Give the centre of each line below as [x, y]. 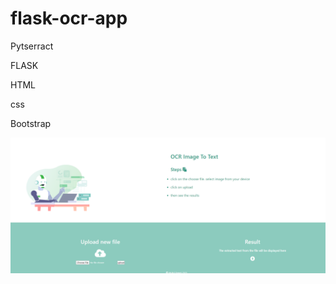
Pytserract [32, 46]
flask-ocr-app [69, 18]
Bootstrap [31, 123]
